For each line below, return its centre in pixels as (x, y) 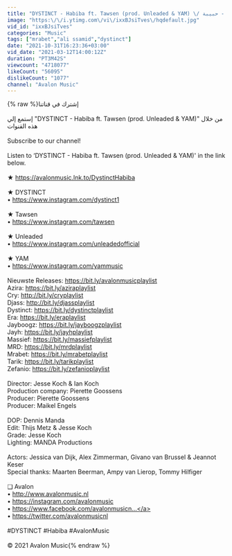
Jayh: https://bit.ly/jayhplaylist (50, 332)
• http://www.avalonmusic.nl (48, 494)
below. (17, 163)
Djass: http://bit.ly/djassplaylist (51, 303)
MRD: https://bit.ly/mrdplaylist (50, 347)
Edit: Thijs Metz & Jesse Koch (50, 428)
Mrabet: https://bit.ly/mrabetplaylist (57, 355)
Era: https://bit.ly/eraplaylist (46, 317)
